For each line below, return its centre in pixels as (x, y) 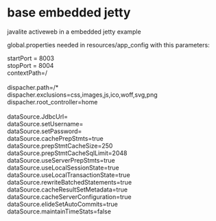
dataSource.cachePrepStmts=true (56, 138)
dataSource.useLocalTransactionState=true (69, 175)
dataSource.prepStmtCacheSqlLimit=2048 (67, 153)
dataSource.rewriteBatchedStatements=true (70, 182)
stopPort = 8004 (31, 65)
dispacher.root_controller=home (52, 102)
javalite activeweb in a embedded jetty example (74, 32)
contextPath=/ (27, 73)
